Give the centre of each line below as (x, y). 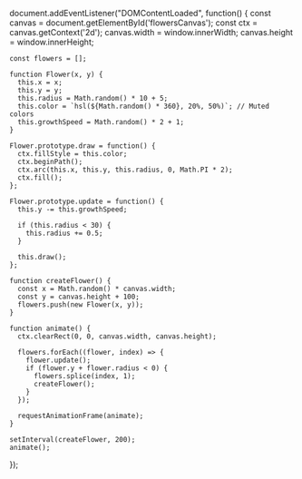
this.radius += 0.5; (64, 233)
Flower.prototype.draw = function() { (83, 146)
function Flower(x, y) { (56, 74)
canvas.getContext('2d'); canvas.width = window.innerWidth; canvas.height (151, 32)
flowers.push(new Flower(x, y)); (81, 305)
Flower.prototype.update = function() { (87, 201)
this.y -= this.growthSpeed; (73, 210)
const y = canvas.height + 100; (79, 297)
